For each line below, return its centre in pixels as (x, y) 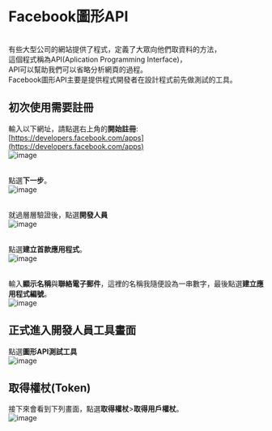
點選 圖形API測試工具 (43, 351)
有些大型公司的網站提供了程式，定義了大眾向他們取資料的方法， (115, 49)
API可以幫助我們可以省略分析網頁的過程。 (78, 69)
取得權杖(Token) (50, 388)
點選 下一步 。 (30, 180)
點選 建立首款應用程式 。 (47, 249)
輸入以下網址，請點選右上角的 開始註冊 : (74, 128)
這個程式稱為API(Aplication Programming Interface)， (98, 59)
